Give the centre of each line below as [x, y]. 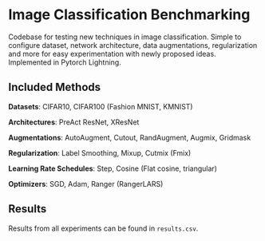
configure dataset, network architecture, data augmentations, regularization [133, 45]
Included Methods [55, 87]
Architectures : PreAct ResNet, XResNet [74, 122]
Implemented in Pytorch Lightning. [65, 62]
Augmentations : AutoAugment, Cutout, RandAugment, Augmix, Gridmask [130, 137]
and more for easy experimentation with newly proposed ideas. [113, 53]
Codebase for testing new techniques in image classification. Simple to [125, 37]
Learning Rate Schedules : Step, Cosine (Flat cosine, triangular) [113, 168]
